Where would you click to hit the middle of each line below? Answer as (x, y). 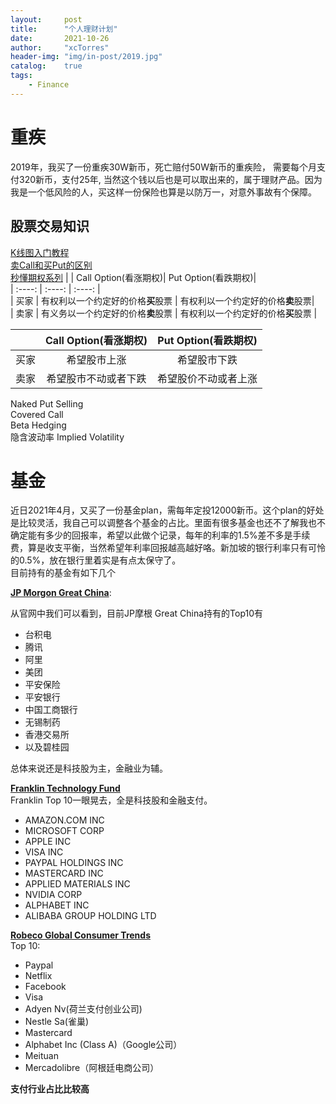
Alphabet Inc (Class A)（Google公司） (103, 1045)
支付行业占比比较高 (50, 1089)
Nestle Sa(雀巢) (57, 1022)
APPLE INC (48, 842)
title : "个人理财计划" (64, 29)
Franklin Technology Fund (65, 788)
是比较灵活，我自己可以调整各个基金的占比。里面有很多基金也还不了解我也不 (168, 523)
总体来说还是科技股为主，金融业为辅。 (89, 768)
